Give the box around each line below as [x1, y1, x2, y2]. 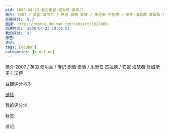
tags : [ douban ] [5, 45, 37, 50]
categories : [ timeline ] [5, 49, 55, 54]
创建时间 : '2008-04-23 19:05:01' [5, 26, 72, 31]
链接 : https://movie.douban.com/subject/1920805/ [5, 21, 110, 27]
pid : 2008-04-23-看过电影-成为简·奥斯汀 [5, 7, 83, 13]
